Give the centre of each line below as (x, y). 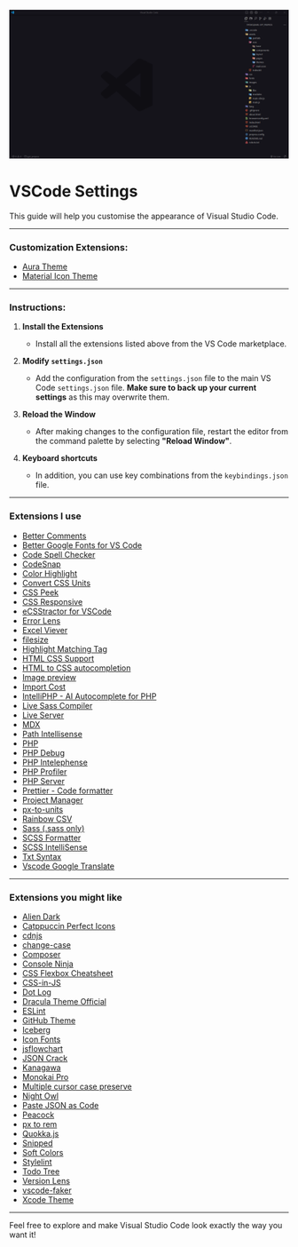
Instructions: (38, 307)
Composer (41, 954)
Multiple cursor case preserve (77, 1086)
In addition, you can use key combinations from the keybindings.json (161, 475)
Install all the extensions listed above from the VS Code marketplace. (161, 344)
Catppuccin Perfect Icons (69, 925)
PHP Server (43, 781)
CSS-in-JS (41, 982)
